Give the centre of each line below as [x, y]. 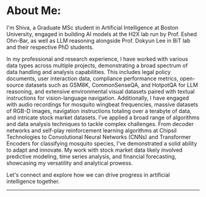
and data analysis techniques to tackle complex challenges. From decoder [100, 124]
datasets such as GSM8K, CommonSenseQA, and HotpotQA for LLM [112, 85]
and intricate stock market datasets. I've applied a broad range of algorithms [103, 117]
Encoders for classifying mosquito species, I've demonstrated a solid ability [102, 143]
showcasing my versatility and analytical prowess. [70, 163]
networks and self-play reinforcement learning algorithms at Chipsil [91, 130]
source [15, 85]
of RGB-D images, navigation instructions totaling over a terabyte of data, [99, 111]
